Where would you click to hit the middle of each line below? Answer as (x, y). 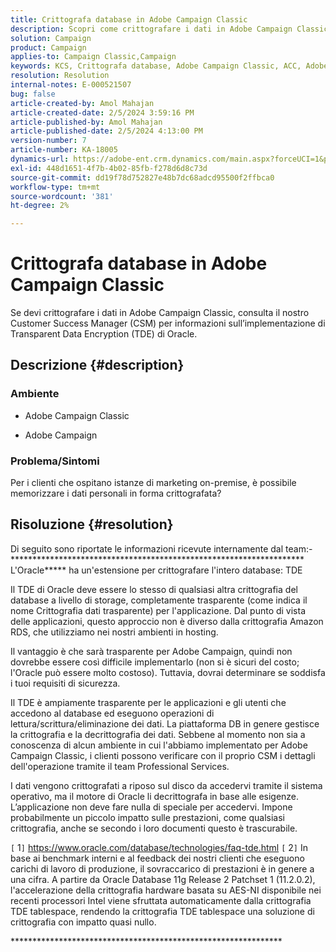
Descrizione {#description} (97, 365)
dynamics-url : (40, 159)
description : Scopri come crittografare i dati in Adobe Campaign (151, 29)
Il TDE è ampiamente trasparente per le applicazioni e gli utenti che (148, 702)
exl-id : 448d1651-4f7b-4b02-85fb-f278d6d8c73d (109, 168)
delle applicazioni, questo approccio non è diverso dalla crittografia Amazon (167, 621)
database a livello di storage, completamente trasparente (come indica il (159, 600)
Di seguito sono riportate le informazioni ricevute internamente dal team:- (161, 548)
